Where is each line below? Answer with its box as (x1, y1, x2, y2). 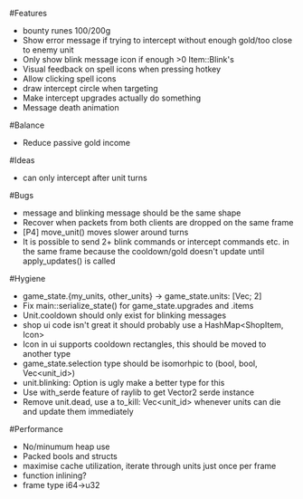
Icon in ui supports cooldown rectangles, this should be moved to (22, 339, 267, 350)
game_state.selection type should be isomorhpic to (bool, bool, (22, 358, 258, 369)
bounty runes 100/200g (22, 25, 111, 35)
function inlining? (22, 470, 88, 481)
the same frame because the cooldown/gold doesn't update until (22, 246, 265, 256)
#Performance (9, 424, 63, 434)
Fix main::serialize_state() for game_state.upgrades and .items (22, 301, 254, 311)
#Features (9, 8, 48, 18)
